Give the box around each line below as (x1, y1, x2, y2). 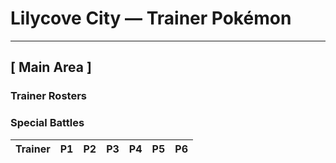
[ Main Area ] (10, 59, 92, 76)
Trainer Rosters (10, 89, 87, 103)
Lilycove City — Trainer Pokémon (10, 7, 292, 30)
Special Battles (10, 116, 85, 130)
